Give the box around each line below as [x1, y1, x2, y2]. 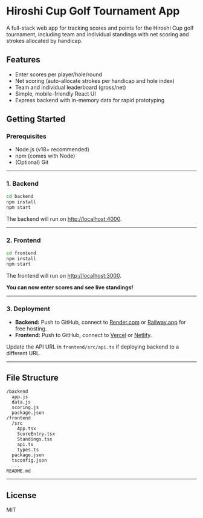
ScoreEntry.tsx [17, 431, 56, 437]
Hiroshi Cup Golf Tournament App [6, 4, 180, 18]
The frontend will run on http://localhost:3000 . [6, 272, 122, 280]
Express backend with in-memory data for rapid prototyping [14, 96, 165, 103]
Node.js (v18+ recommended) [14, 146, 89, 153]
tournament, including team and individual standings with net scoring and [6, 30, 189, 38]
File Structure [6, 372, 59, 382]
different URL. [6, 349, 41, 356]
